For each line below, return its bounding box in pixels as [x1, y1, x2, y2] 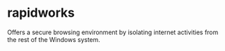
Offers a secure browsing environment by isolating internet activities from [7, 28, 219, 36]
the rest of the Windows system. [7, 35, 101, 43]
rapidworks [7, 5, 75, 21]
